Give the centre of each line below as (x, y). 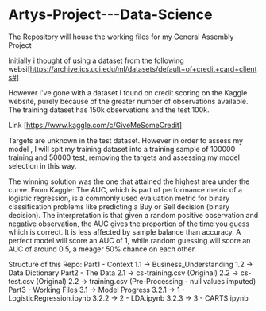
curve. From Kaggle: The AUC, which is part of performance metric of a (125, 189)
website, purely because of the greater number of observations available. (128, 101)
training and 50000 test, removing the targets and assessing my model (124, 157)
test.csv (21, 281)
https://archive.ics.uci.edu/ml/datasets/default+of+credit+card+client (143, 68)
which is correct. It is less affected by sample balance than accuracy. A (125, 231)
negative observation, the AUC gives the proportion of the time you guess (129, 224)
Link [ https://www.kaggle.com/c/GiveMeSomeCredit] (95, 125)
